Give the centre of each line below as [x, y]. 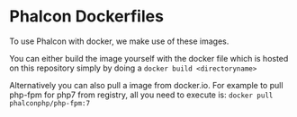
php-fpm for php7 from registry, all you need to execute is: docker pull [141, 95]
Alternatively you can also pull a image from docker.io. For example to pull [146, 85]
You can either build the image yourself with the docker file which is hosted [149, 58]
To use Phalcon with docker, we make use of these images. [119, 41]
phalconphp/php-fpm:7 [50, 103]
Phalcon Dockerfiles [87, 17]
